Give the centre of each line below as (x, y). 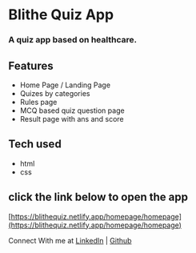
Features (31, 66)
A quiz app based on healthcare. (73, 40)
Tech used (35, 145)
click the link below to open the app (98, 197)
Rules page (38, 102)
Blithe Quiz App (61, 15)
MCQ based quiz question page (72, 110)
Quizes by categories (55, 93)
